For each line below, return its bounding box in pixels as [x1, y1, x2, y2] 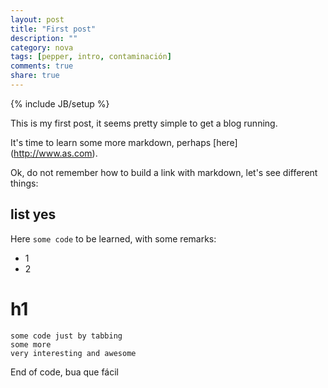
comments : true [10, 61, 74, 71]
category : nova [10, 42, 74, 53]
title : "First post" [10, 24, 97, 34]
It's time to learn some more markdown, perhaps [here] [10, 136, 238, 148]
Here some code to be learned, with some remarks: [10, 232, 217, 245]
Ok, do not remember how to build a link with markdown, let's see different [10, 166, 318, 178]
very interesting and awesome [10, 348, 137, 358]
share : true [10, 71, 60, 81]
